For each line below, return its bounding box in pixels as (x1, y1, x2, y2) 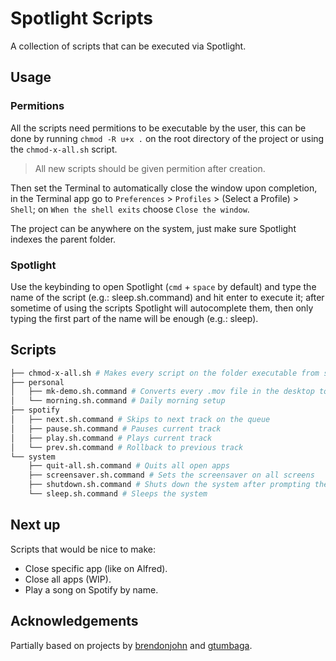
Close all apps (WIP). (24, 573, 112, 585)
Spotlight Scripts (10, 7, 153, 30)
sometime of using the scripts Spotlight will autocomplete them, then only (10, 302, 314, 314)
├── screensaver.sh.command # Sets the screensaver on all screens (28, 470, 315, 481)
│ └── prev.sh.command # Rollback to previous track (10, 442, 244, 452)
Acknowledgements (10, 613, 139, 630)
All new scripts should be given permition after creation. (34, 162, 266, 174)
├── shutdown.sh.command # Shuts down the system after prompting (28, 480, 311, 490)
